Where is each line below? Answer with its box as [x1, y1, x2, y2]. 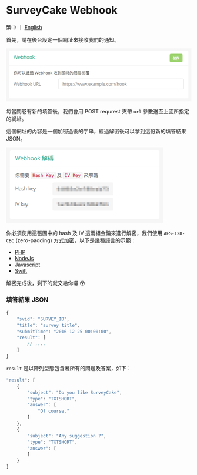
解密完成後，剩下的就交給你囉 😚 [6, 279, 85, 286]
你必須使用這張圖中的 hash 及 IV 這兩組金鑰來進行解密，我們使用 [6, 229, 163, 236]
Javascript [14, 261, 41, 268]
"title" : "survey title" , [16, 322, 81, 328]
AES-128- [163, 230, 185, 236]
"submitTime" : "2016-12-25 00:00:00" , [16, 329, 112, 334]
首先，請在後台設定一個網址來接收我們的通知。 [6, 36, 119, 43]
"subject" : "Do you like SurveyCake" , [27, 389, 122, 396]
